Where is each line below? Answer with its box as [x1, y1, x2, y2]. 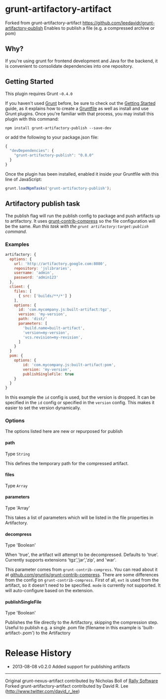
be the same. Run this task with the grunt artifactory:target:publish [5, 223, 149, 229]
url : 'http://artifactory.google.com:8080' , [14, 261, 107, 266]
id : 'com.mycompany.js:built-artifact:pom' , [23, 362, 116, 367]
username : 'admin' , [14, 271, 54, 276]
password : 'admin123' [14, 275, 58, 280]
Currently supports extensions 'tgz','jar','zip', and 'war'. [5, 557, 117, 563]
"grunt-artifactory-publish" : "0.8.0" [14, 153, 94, 158]
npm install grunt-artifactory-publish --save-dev [5, 125, 112, 131]
